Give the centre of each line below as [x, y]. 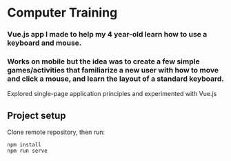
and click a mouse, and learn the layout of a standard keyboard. [115, 79]
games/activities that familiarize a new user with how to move [113, 70]
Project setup [37, 115]
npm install [24, 145]
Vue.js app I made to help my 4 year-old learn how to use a [107, 35]
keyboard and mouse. [44, 43]
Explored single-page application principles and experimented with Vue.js [112, 94]
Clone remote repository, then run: [56, 132]
